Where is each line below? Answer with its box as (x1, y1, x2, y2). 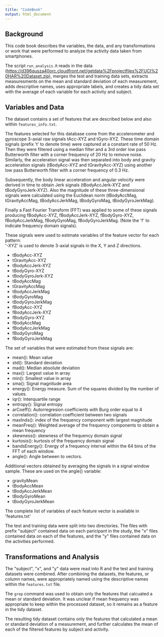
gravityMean (12, 478, 38, 484)
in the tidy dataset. (5, 606, 43, 612)
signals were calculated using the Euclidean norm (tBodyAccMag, (5, 192, 138, 199)
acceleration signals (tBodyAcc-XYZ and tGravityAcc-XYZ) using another (5, 162, 153, 168)
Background (5, 30, 43, 38)
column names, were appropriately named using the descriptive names (5, 576, 148, 582)
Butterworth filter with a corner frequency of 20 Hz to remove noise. (5, 152, 143, 157)
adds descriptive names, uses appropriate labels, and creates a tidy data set (5, 84, 159, 90)
